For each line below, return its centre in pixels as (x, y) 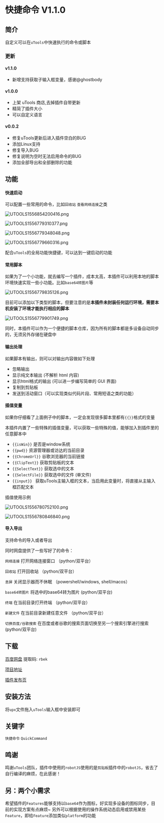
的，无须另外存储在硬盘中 (31, 334)
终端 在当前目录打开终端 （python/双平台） (48, 602)
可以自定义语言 (27, 115)
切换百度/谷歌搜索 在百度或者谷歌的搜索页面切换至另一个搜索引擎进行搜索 (77, 623)
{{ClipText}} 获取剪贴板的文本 (43, 462)
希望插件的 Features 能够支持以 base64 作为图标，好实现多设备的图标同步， (78, 803)
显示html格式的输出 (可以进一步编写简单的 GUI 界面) (64, 381)
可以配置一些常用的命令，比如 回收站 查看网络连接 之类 (56, 204)
